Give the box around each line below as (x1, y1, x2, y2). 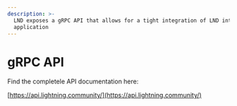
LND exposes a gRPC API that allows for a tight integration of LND (13, 17, 219, 24)
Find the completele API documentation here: (7, 77, 139, 86)
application (13, 23, 49, 30)
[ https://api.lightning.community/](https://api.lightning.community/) (7, 91, 202, 100)
